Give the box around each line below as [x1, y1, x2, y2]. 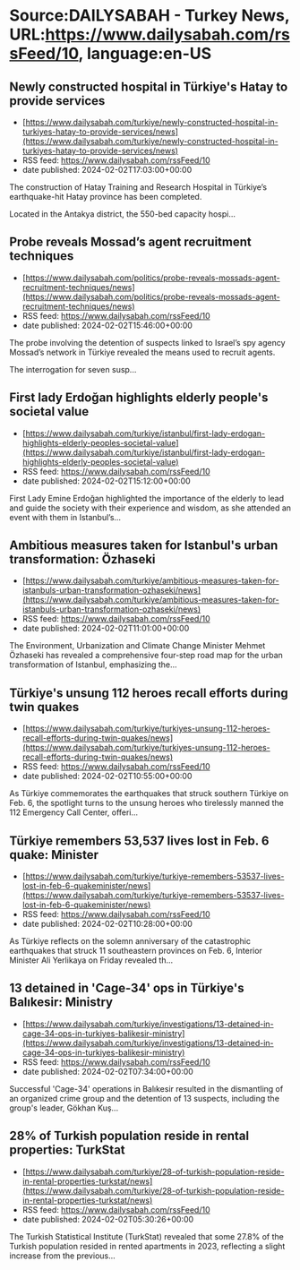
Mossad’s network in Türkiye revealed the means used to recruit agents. [9, 347, 276, 357]
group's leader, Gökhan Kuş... [9, 1103, 119, 1113]
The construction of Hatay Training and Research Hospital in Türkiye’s [9, 182, 267, 193]
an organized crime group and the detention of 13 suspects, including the [9, 1093, 280, 1103]
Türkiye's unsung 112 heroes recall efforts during [9, 685, 288, 700]
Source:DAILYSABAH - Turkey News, [9, 5, 290, 26]
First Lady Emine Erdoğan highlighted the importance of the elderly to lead [9, 493, 285, 503]
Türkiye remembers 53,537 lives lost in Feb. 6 [9, 833, 270, 848]
